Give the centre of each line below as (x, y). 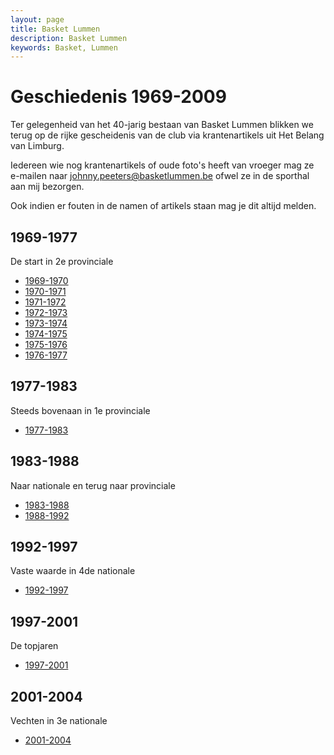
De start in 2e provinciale (62, 261)
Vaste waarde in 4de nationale (73, 571)
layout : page (37, 19)
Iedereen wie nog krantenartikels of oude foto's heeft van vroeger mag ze (162, 165)
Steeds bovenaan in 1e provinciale (80, 410)
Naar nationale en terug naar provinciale (93, 485)
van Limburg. (37, 146)
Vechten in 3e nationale (59, 721)
